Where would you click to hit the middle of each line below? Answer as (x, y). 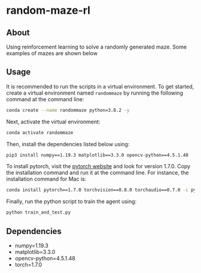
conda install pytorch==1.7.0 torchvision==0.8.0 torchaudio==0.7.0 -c (97, 190)
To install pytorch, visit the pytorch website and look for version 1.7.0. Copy (98, 166)
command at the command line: (45, 99)
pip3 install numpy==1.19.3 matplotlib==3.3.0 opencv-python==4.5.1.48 (97, 155)
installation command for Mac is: (46, 179)
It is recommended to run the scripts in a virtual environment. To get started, (100, 86)
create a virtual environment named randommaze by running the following (95, 93)
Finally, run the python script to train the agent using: (71, 202)
